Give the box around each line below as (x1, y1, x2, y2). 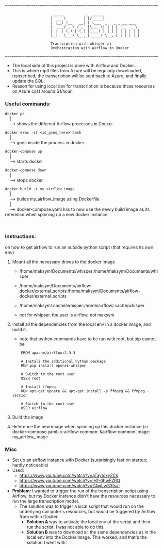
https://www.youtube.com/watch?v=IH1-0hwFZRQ (19, 477, 120, 483)
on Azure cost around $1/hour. (12, 88, 73, 94)
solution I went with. (26, 539, 67, 545)
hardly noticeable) (12, 462, 49, 468)
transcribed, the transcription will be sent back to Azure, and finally (12, 73, 147, 79)
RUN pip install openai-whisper (21, 363, 86, 368)
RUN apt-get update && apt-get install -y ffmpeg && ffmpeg (21, 388, 145, 394)
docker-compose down (5, 168, 47, 173)
